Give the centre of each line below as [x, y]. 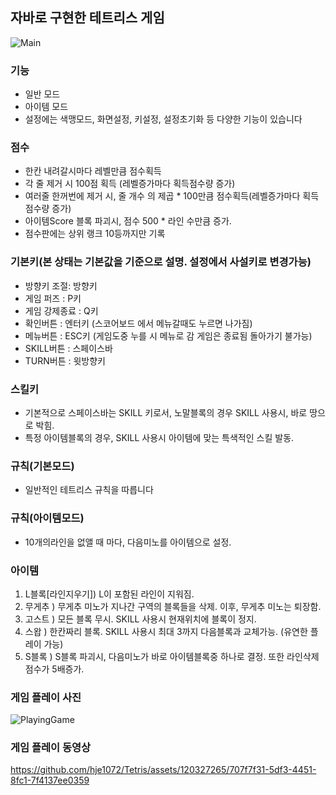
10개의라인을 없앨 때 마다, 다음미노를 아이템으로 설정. [128, 542]
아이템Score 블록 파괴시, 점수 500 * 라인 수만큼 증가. [128, 221]
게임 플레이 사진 [46, 697]
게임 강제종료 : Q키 [61, 310]
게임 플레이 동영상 [51, 748]
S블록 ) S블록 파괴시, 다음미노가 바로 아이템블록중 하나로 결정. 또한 [154, 656]
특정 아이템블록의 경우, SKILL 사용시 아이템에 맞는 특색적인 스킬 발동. [159, 437]
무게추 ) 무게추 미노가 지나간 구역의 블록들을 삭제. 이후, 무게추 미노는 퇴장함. [173, 606]
